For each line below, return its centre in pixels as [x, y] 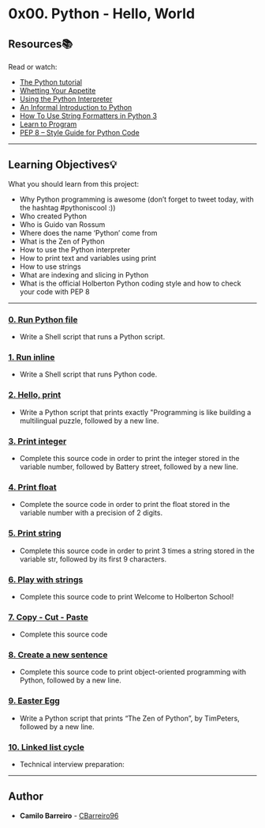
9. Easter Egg [34, 701]
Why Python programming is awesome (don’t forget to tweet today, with [136, 199]
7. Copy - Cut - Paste [49, 617]
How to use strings [50, 267]
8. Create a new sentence [58, 655]
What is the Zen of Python [62, 241]
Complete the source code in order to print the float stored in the [125, 505]
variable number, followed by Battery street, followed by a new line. [129, 467]
